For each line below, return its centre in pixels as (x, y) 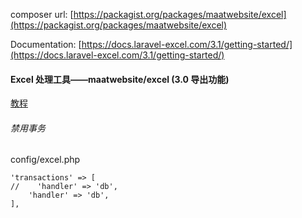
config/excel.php (45, 160)
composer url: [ (42, 14)
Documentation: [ (46, 44)
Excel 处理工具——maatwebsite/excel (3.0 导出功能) (120, 79)
